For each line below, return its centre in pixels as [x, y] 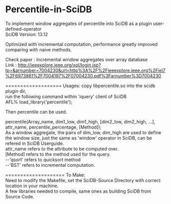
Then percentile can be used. [36, 112]
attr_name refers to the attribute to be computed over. [62, 148]
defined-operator [24, 29]
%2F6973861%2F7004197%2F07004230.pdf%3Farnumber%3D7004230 [83, 75]
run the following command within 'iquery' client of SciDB [66, 96]
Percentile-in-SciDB [49, 9]
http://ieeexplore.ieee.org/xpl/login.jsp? [59, 65]
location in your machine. [32, 186]
